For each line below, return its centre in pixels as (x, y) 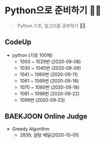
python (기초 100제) (32, 55)
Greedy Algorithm (31, 129)
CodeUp (18, 42)
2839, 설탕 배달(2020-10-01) (49, 135)
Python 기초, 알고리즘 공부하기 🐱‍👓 (51, 26)
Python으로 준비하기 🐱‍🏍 (53, 11)
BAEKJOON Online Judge (46, 117)
